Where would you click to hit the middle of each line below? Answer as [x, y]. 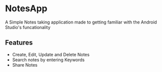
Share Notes [25, 65]
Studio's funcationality [28, 27]
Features [19, 43]
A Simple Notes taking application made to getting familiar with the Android [81, 22]
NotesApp [26, 9]
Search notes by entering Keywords [48, 60]
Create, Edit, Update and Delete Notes [51, 54]
